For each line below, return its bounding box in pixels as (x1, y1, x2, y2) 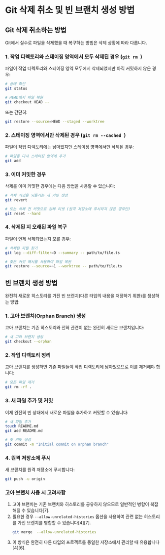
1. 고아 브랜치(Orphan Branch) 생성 (5, 312, 86, 319)
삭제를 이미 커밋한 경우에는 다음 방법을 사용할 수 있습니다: (5, 183, 116, 189)
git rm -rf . (5, 384, 32, 389)
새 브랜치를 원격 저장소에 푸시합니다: (5, 467, 75, 472)
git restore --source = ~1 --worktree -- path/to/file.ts (5, 264, 122, 269)
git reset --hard (5, 211, 41, 216)
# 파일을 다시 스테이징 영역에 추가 (5, 154, 66, 159)
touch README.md (5, 424, 38, 429)
